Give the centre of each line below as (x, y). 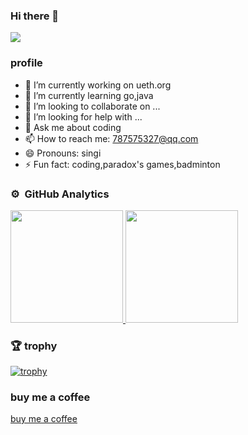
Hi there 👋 (35, 16)
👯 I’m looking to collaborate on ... (92, 106)
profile (26, 63)
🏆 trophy (34, 346)
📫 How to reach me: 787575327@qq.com (111, 138)
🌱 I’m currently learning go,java (89, 95)
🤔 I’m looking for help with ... (83, 116)
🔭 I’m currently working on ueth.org (98, 85)
